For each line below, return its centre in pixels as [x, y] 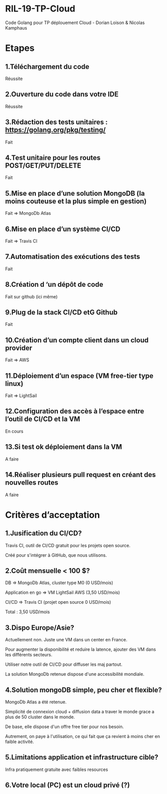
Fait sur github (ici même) [31, 296]
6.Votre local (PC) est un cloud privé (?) [68, 785]
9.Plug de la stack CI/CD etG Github [62, 313]
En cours [14, 431]
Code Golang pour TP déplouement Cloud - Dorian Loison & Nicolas [75, 23]
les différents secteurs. [29, 655]
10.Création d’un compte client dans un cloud [77, 340]
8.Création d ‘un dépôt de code [54, 285]
